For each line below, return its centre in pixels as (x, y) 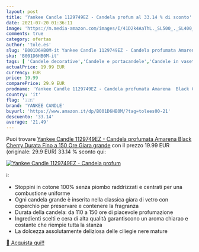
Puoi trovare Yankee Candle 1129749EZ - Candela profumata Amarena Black (99, 139)
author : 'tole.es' (29, 45)
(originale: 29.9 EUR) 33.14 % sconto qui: (56, 152)
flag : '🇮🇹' (21, 100)
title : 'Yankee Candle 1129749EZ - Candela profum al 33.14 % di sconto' (99, 17)
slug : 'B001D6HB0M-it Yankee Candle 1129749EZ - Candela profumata (91, 51)
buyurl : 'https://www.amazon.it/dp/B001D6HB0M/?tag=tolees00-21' (88, 111)
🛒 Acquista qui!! (25, 243)
